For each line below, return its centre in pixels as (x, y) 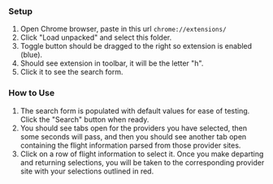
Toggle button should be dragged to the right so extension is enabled (136, 46)
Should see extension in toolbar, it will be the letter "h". (112, 63)
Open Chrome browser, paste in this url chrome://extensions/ (123, 29)
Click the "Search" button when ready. (84, 119)
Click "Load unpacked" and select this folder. (96, 37)
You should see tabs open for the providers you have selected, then (134, 128)
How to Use (32, 93)
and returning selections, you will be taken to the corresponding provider (142, 162)
